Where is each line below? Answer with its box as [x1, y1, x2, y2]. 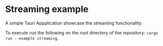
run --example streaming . [5, 35, 59, 41]
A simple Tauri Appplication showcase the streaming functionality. [5, 20, 143, 26]
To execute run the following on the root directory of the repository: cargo [5, 29, 158, 35]
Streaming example [5, 3, 89, 15]
